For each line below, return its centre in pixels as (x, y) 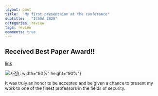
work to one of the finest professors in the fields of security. (65, 88)
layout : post (18, 9)
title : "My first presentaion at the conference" (57, 14)
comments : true (20, 32)
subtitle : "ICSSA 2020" (31, 18)
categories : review (25, 23)
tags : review (18, 28)
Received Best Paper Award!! (50, 52)
